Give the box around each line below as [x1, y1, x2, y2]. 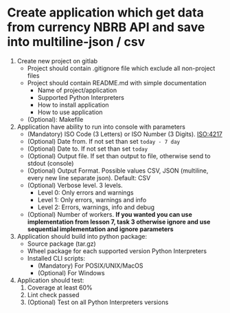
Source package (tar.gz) [27, 239, 96, 248]
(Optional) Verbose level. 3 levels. [27, 181, 123, 189]
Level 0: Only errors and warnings [37, 188, 134, 197]
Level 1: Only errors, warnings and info [37, 195, 147, 204]
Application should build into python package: [16, 232, 148, 240]
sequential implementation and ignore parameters [27, 225, 174, 233]
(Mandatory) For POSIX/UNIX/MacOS [37, 261, 143, 270]
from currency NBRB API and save [7, 19, 205, 35]
